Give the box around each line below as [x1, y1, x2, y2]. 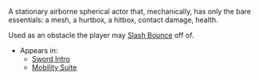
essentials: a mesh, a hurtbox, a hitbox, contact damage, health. [8, 15, 218, 25]
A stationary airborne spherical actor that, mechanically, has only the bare [8, 7, 251, 16]
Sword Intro [31, 55, 70, 63]
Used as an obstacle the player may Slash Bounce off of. [8, 31, 194, 40]
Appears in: [19, 46, 58, 55]
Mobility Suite [31, 63, 77, 72]
